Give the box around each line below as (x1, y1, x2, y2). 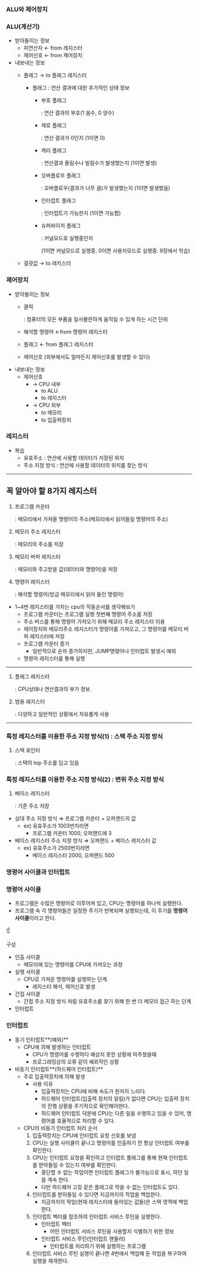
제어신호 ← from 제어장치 (23, 52, 82, 59)
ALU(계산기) (6, 22, 40, 31)
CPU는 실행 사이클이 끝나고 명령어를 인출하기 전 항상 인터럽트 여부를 (32, 1139, 190, 1146)
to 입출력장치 (41, 416, 72, 423)
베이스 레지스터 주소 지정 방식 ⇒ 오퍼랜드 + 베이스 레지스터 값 (14, 837, 157, 844)
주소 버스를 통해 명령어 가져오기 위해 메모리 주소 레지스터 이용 (23, 618, 165, 625)
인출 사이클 (14, 954, 41, 961)
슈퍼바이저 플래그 (41, 222, 81, 229)
